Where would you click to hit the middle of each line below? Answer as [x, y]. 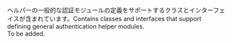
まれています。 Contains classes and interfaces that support [116, 19]
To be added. [26, 33]
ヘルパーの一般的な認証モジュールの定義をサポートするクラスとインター [110, 10]
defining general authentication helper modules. [76, 26]
